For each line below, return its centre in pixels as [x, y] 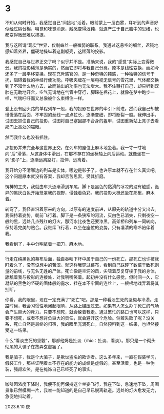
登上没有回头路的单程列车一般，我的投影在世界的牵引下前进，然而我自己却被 [82, 108]
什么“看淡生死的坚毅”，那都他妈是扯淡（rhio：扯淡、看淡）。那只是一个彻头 [80, 340]
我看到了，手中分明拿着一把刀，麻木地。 [46, 244]
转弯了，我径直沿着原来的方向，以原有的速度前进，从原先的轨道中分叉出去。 [82, 209]
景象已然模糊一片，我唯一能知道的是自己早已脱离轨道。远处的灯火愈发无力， [82, 390]
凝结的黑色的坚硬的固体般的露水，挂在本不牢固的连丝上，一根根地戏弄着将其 [82, 283]
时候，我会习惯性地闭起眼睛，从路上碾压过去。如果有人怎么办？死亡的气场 [84, 306]
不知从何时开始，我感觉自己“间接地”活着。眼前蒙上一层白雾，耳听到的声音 [80, 22]
